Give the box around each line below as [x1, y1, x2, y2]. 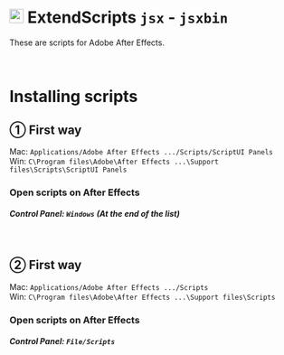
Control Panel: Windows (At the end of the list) [9, 209, 181, 220]
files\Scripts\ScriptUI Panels [9, 165, 128, 174]
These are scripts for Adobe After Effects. [9, 37, 166, 48]
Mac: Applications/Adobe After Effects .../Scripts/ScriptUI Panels [9, 145, 274, 156]
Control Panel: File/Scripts [9, 336, 116, 347]
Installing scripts [9, 87, 138, 107]
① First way [9, 122, 82, 137]
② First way [9, 257, 82, 273]
